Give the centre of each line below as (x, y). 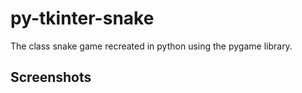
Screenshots (51, 77)
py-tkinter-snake (82, 18)
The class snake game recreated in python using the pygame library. (151, 46)
